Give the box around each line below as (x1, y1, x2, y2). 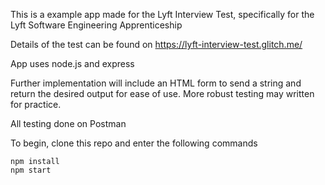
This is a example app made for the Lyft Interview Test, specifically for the (10, 9, 315, 20)
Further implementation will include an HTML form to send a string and (10, 77, 302, 89)
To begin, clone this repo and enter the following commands (10, 137, 258, 149)
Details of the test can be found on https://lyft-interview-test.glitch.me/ (10, 39, 303, 50)
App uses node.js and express (10, 58, 135, 69)
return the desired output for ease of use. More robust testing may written (10, 88, 315, 99)
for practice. (10, 99, 62, 110)
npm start (10, 165, 52, 175)
